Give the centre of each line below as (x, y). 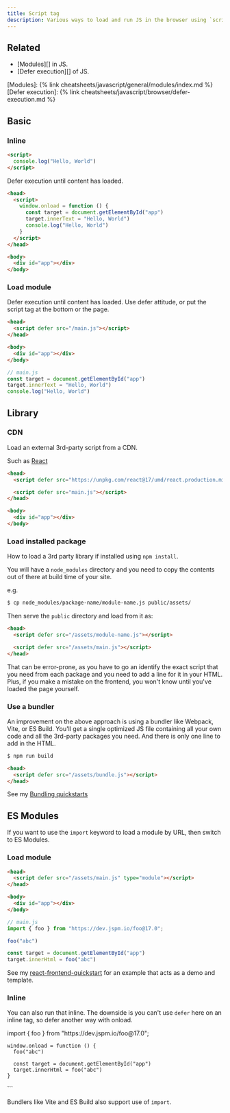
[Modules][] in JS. (42, 64)
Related (24, 48)
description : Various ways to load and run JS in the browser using (107, 20)
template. (21, 980)
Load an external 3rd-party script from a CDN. (73, 447)
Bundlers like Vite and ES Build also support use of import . (89, 1102)
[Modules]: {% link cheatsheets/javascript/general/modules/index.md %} (110, 85)
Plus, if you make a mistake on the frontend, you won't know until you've (110, 682)
